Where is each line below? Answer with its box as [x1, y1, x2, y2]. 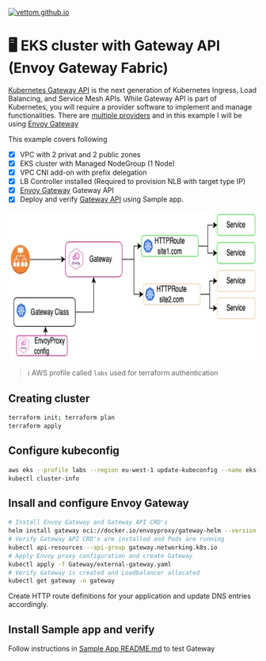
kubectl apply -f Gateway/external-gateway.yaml [8, 560, 172, 568]
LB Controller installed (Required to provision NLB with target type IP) [19, 177, 246, 186]
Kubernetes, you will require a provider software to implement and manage [8, 102, 253, 111]
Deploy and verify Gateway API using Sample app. [19, 194, 184, 204]
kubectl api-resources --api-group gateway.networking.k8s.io [8, 544, 218, 551]
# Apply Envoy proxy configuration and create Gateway [8, 551, 193, 559]
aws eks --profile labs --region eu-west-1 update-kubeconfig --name [8, 466, 243, 474]
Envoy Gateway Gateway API [19, 186, 115, 195]
